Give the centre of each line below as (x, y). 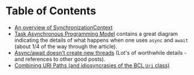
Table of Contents (51, 11)
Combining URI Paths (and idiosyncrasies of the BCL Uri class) (92, 65)
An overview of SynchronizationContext (63, 27)
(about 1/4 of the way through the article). (66, 46)
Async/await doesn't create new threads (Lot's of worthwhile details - (100, 52)
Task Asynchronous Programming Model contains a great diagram (96, 33)
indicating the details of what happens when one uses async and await (101, 40)
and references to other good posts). (60, 59)
